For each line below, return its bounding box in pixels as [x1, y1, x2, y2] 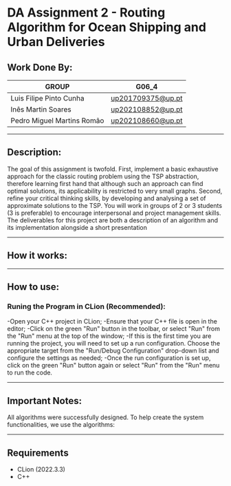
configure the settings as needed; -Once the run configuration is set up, [7, 354, 211, 362]
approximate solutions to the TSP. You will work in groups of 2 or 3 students [7, 201, 222, 209]
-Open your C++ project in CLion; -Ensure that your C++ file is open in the [7, 317, 218, 326]
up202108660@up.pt [111, 116, 183, 125]
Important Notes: [7, 394, 82, 407]
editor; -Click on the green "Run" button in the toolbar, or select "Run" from [7, 325, 220, 333]
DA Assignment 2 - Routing [7, 5, 166, 21]
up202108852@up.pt [111, 105, 183, 114]
